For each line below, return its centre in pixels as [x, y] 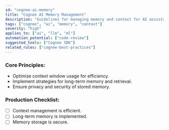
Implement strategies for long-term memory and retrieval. [72, 81]
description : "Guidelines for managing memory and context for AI [76, 19]
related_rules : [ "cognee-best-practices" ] [50, 47]
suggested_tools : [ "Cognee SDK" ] [40, 43]
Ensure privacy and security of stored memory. [61, 87]
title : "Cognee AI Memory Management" [46, 15]
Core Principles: [25, 65]
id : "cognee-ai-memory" [30, 10]
